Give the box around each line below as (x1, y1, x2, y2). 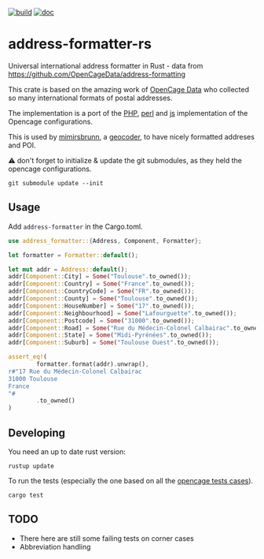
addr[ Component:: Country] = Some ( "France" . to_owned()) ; (8, 280, 195, 288)
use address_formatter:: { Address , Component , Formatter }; (8, 237, 202, 244)
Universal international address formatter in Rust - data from (8, 61, 203, 70)
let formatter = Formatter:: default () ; (8, 251, 139, 259)
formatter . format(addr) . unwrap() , (36, 360, 149, 368)
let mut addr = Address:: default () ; (8, 265, 128, 274)
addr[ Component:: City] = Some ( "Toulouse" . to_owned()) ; (8, 273, 192, 281)
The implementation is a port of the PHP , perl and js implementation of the (8, 108, 248, 117)
